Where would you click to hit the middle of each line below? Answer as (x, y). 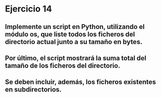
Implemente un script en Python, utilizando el (75, 27)
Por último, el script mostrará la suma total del (76, 58)
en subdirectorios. (33, 90)
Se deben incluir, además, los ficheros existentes (80, 82)
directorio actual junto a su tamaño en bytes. (74, 42)
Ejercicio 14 (29, 9)
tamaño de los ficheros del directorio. (63, 65)
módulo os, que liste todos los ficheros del (70, 34)
